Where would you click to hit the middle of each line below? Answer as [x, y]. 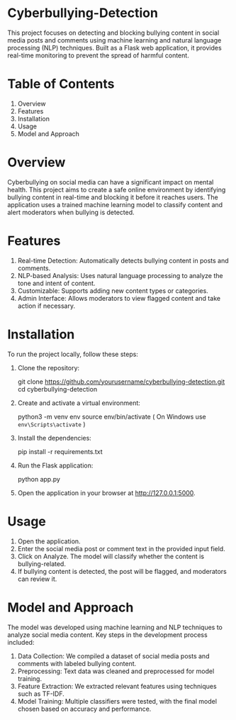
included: [21, 642]
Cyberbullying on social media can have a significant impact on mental [111, 182]
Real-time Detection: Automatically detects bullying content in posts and [123, 260]
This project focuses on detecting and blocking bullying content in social [113, 33]
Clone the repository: [49, 367]
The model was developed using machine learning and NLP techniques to [115, 627]
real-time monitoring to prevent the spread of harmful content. [98, 55]
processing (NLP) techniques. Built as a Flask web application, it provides [114, 48]
